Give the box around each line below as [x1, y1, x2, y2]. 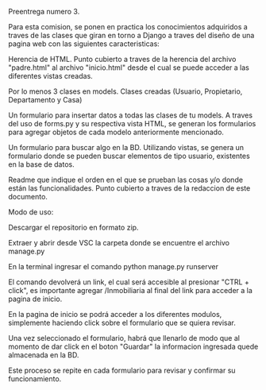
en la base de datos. [8, 160, 75, 169]
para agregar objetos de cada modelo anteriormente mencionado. [8, 127, 225, 137]
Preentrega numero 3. [8, 7, 80, 16]
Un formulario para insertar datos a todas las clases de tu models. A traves [8, 110, 253, 120]
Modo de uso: [8, 207, 54, 217]
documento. [8, 192, 48, 201]
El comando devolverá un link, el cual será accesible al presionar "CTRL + [8, 277, 250, 287]
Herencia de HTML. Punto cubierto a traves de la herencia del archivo [8, 55, 237, 64]
